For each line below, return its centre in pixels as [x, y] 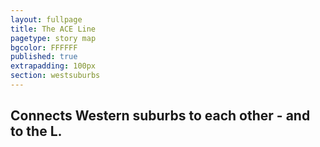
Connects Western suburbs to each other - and [160, 116]
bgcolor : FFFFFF [44, 47]
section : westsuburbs [55, 76]
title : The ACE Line [53, 29]
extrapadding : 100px [53, 66]
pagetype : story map [53, 38]
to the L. [36, 131]
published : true [44, 57]
